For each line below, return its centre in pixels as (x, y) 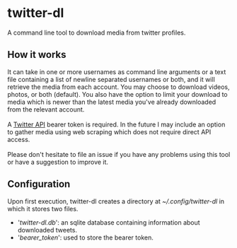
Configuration (39, 184)
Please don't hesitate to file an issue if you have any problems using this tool (119, 154)
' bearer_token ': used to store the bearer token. (85, 237)
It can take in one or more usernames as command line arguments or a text (117, 71)
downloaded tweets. (47, 230)
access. (19, 139)
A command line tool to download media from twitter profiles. (97, 33)
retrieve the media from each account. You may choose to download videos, (118, 87)
